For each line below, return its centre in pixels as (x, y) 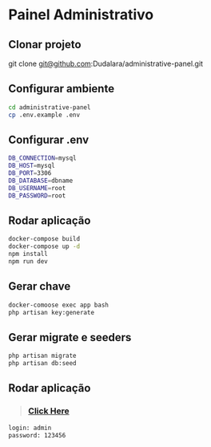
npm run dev (28, 262)
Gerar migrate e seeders (70, 337)
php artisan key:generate (51, 312)
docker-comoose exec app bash (59, 305)
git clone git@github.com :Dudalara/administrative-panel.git (106, 63)
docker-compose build (44, 239)
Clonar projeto (45, 45)
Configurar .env (49, 139)
